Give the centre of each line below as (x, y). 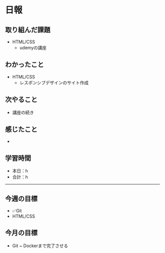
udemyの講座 (33, 48)
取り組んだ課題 (28, 30)
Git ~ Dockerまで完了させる (40, 246)
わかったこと (25, 65)
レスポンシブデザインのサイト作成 (54, 83)
